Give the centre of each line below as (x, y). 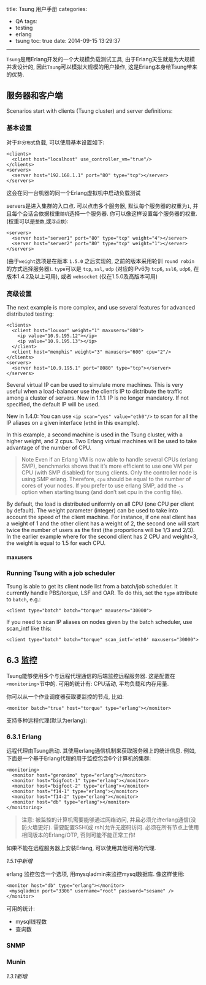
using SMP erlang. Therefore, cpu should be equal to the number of (106, 479)
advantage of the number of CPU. (49, 448)
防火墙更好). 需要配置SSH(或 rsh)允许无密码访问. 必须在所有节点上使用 (110, 827)
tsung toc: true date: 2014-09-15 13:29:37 (68, 41)
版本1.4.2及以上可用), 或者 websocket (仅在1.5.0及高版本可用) (82, 276)
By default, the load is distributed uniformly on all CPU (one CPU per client (100, 504)
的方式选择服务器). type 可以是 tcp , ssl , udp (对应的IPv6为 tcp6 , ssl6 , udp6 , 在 (103, 269)
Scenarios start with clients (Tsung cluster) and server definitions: (90, 111)
